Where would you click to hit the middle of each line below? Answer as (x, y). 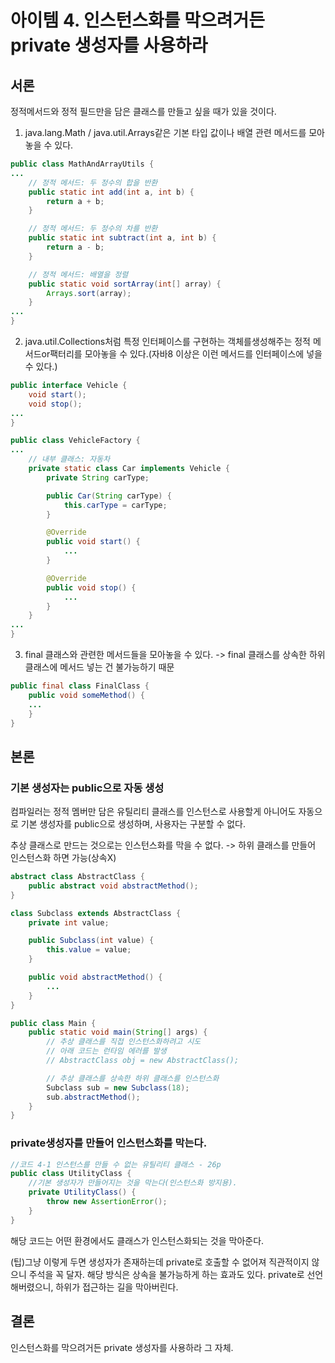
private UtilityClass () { (82, 1192)
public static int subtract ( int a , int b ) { (122, 238)
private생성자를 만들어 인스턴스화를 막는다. (109, 1143)
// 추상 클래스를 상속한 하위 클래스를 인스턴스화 (133, 1078)
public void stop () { (91, 587)
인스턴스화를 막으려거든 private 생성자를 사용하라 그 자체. (122, 1347)
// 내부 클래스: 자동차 (69, 459)
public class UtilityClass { (71, 1174)
